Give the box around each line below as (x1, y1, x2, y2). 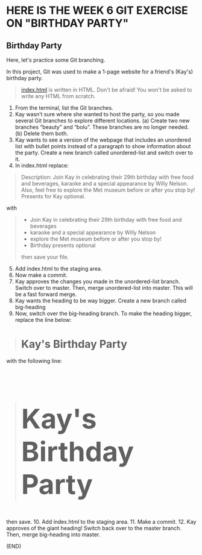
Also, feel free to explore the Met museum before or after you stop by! (21, 186, 195, 193)
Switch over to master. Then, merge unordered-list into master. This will (14, 284, 193, 291)
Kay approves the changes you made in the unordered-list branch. (14, 278, 180, 285)
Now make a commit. (14, 272, 68, 278)
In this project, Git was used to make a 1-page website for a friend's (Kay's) (6, 68, 194, 75)
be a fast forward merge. (14, 290, 77, 298)
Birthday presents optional (30, 242, 96, 249)
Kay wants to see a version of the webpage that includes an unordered (14, 136, 191, 143)
